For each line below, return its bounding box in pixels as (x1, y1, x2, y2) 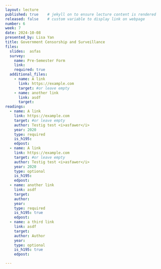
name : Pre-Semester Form (14, 58, 65, 63)
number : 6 (5, 21, 26, 26)
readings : (5, 104, 26, 109)
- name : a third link (9, 219, 54, 225)
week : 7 (5, 26, 21, 31)
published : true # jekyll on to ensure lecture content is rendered (5, 12, 156, 17)
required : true (14, 67, 46, 72)
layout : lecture (5, 7, 39, 12)
